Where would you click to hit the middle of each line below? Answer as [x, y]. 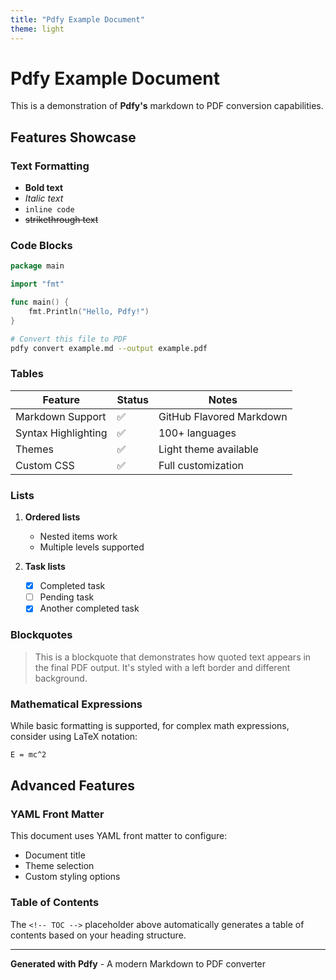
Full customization [201, 465]
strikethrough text [61, 220]
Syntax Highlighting [61, 433]
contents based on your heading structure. [98, 935]
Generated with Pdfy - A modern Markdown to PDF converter [138, 963]
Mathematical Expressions [76, 704]
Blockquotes [41, 635]
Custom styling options [72, 877]
